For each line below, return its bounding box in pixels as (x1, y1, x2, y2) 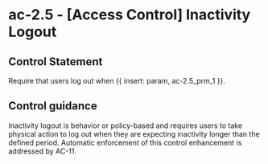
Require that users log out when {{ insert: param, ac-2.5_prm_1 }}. (8, 76, 225, 85)
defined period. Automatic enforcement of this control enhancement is (8, 137, 242, 147)
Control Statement (8, 55, 103, 68)
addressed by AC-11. (8, 146, 77, 156)
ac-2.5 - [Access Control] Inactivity (8, 6, 251, 24)
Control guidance (8, 99, 98, 113)
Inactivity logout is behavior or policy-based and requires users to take (8, 121, 243, 130)
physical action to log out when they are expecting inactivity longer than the (8, 129, 260, 138)
